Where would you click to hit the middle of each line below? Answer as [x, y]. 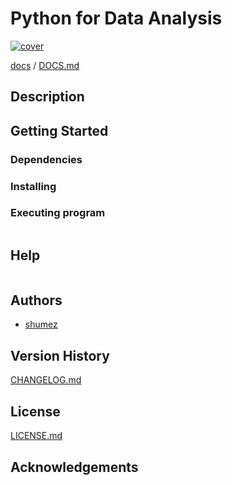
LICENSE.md [36, 436]
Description [47, 97]
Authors [36, 300]
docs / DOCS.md [45, 65]
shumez [41, 324]
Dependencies [46, 159]
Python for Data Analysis [116, 18]
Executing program [58, 213]
